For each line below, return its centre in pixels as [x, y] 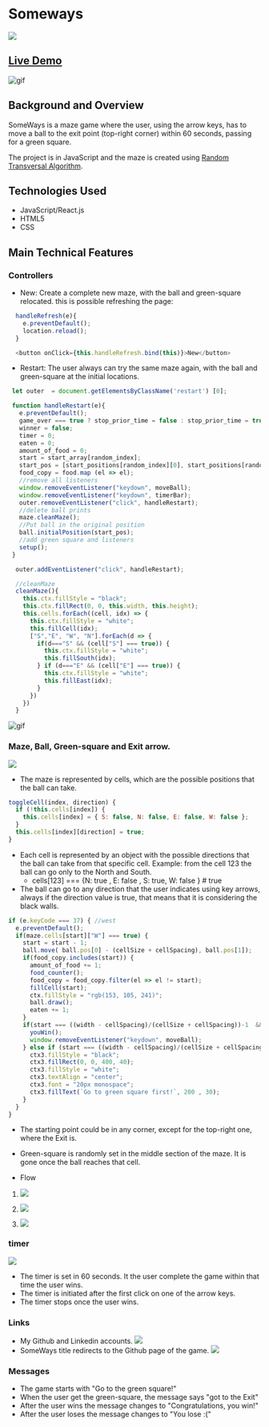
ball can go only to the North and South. [86, 871]
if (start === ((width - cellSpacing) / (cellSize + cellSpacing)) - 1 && [143, 1025]
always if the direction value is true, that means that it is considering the [139, 897]
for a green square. [40, 142]
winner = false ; [46, 428]
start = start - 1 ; [55, 943]
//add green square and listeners [76, 540]
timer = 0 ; [37, 435]
